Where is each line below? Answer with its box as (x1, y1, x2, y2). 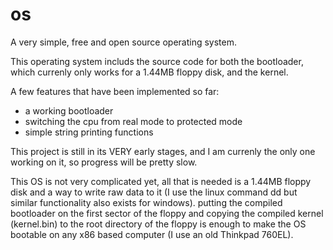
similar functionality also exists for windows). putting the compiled (10, 196, 283, 208)
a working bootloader (24, 104, 114, 117)
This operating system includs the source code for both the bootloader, (10, 55, 304, 67)
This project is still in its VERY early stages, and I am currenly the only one (10, 145, 316, 157)
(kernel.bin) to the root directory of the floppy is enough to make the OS (10, 218, 307, 230)
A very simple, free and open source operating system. (10, 36, 238, 48)
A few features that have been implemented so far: (10, 85, 220, 97)
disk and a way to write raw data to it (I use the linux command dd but (10, 186, 298, 198)
